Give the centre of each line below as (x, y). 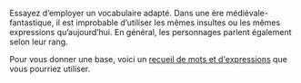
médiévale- (247, 13)
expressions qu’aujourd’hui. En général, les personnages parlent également (151, 32)
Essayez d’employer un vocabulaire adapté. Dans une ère (117, 13)
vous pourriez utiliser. (50, 69)
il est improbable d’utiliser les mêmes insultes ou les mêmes (168, 23)
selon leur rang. (39, 41)
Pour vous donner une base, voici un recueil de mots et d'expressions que (149, 59)
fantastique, (32, 23)
